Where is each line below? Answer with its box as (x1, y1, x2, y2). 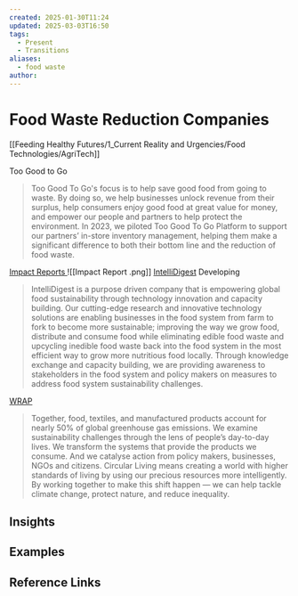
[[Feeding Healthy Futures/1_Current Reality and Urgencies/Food (9, 139, 246, 150)
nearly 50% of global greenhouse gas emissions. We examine (30, 422, 258, 433)
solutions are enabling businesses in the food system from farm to (30, 312, 274, 322)
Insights (9, 514, 56, 530)
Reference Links (9, 575, 101, 590)
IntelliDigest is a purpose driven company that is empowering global (30, 283, 280, 294)
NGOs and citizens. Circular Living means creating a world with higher (30, 460, 289, 470)
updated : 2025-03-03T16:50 (9, 21, 109, 30)
